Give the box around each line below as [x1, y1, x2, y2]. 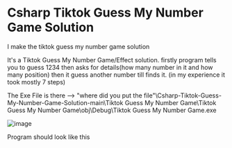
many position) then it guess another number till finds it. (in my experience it [7, 71, 226, 79]
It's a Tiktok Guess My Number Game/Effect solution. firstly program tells [7, 55, 217, 64]
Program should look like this [7, 133, 90, 141]
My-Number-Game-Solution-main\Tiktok [7, 98, 124, 107]
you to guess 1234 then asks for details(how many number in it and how [7, 63, 213, 71]
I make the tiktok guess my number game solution [7, 42, 150, 50]
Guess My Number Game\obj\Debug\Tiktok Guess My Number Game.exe [7, 106, 217, 114]
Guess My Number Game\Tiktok [124, 98, 217, 107]
